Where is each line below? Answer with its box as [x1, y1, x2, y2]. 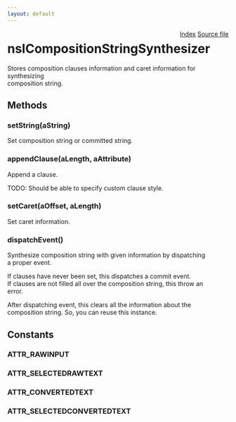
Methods [7, 99, 48, 111]
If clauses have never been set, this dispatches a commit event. [7, 272, 192, 280]
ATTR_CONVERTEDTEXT [7, 387, 93, 397]
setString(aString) [7, 120, 71, 130]
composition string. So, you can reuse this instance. [7, 308, 157, 317]
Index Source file [180, 30, 229, 38]
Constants [7, 328, 54, 340]
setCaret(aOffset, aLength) [7, 201, 102, 211]
